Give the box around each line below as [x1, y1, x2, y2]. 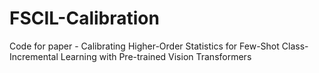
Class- [281, 40, 309, 52]
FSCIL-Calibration [9, 7, 160, 30]
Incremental [9, 50, 59, 62]
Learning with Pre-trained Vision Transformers [60, 50, 252, 62]
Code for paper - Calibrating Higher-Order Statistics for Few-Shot [9, 40, 280, 52]
